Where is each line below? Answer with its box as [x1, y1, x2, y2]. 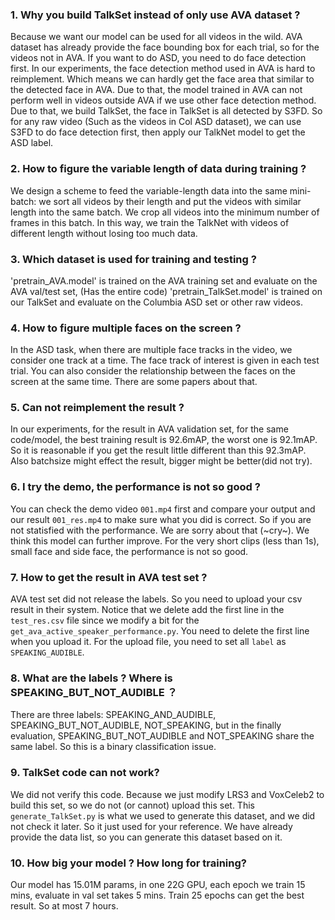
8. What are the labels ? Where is [10, 671, 173, 685]
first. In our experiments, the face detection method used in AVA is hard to [10, 63, 316, 75]
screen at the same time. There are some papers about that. [10, 376, 258, 388]
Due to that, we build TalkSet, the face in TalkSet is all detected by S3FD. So [10, 105, 323, 117]
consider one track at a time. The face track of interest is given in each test [10, 354, 320, 367]
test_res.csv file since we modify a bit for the [10, 614, 200, 627]
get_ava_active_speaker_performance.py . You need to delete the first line [10, 625, 310, 637]
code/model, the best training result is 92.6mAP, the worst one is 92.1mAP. [10, 434, 318, 446]
